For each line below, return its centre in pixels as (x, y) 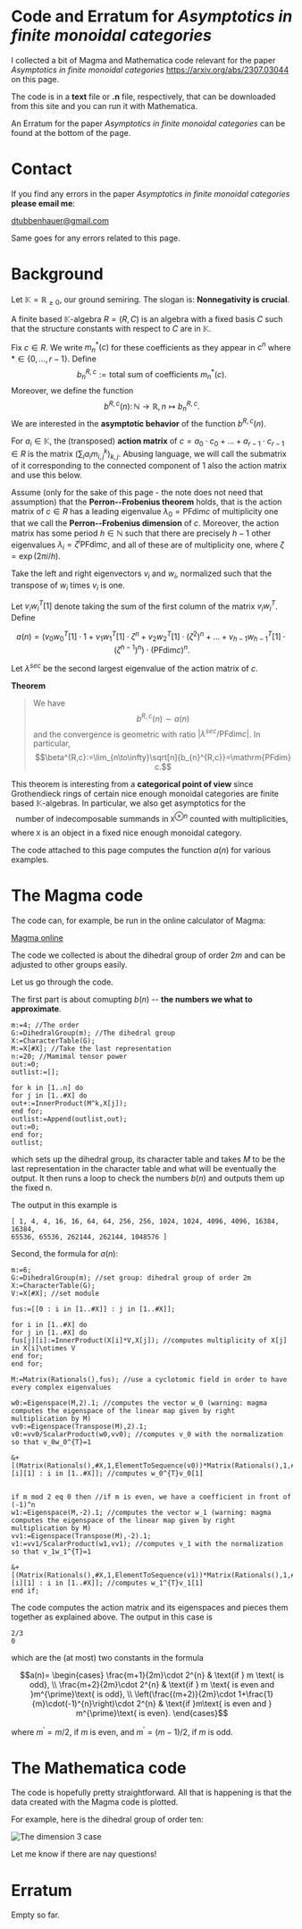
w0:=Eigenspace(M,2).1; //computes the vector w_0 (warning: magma (139, 1403)
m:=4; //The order (45, 1025)
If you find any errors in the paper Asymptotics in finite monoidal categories (151, 193)
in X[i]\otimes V (43, 1348)
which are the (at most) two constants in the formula (108, 1657)
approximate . (36, 1009)
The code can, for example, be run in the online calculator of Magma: (138, 920)
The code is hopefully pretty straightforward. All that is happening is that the (151, 1793)
